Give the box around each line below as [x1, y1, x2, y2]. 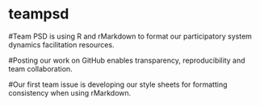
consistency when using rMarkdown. [8, 88, 132, 97]
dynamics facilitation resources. [8, 39, 115, 49]
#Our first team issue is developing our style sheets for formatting [8, 79, 228, 89]
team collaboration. [8, 63, 73, 73]
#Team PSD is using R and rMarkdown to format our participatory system [8, 31, 253, 41]
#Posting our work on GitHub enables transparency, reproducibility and [8, 55, 245, 65]
